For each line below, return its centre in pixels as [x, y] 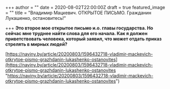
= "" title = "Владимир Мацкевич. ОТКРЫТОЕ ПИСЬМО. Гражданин [78, 13]
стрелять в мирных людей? [37, 44]
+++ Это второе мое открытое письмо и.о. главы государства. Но [79, 28]
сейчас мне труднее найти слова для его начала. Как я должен [77, 33]
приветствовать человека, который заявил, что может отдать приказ [83, 39]
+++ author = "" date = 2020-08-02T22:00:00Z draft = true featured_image [85, 7]
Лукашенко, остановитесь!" [36, 18]
